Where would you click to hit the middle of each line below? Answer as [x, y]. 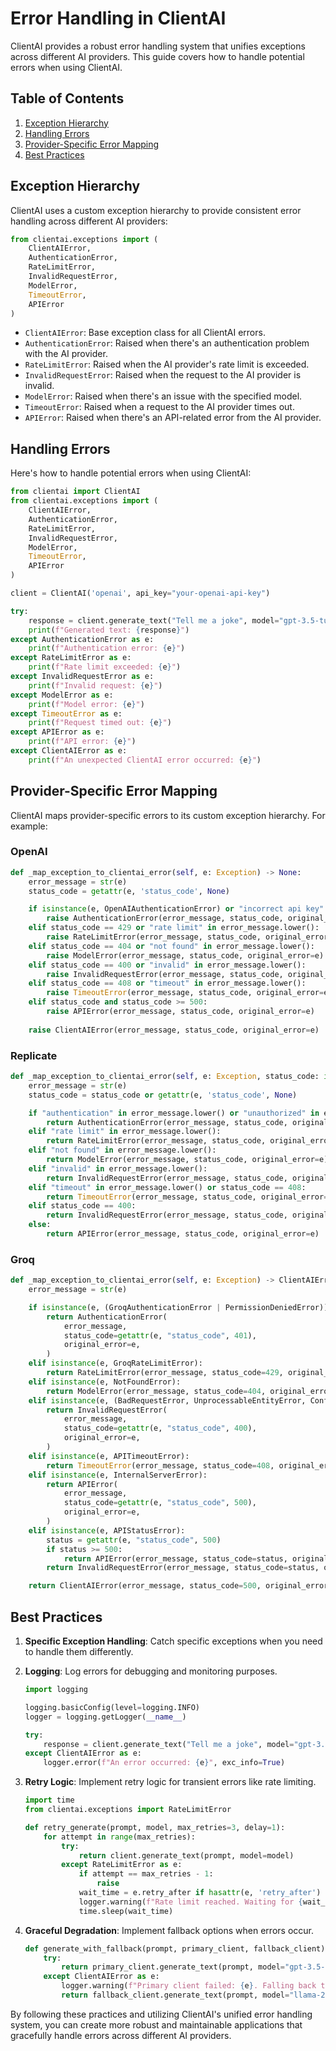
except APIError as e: [57, 732]
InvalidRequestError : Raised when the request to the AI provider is [163, 375]
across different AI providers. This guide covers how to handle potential [157, 56]
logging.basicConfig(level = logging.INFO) [112, 1707]
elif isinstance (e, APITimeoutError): [109, 1456]
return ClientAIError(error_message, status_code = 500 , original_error [178, 1586]
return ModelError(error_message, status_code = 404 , [156, 1391]
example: [29, 826]
